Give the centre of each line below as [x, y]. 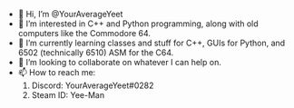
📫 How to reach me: [57, 72]
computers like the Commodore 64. [84, 33]
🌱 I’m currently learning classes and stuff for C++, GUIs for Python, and [152, 43]
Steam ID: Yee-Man [68, 95]
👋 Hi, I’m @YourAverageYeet [70, 14]
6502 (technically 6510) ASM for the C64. [96, 53]
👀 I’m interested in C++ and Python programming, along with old [138, 24]
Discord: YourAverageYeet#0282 [93, 85]
